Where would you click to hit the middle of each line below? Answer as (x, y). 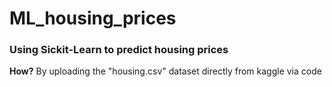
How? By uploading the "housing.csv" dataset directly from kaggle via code (165, 71)
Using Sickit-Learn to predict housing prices (119, 50)
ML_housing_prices (93, 18)
